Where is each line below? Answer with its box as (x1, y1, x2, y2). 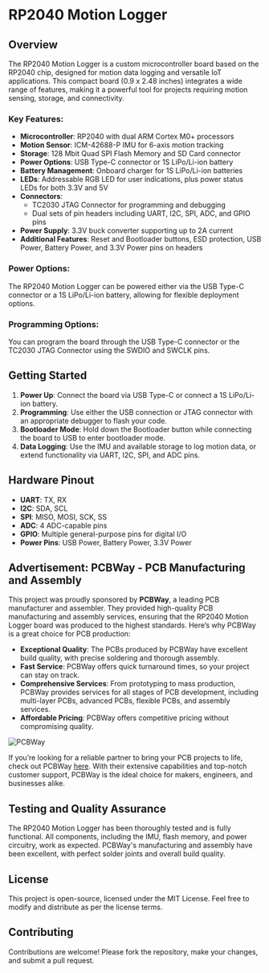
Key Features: (8, 113, 64, 124)
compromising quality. (19, 722, 94, 731)
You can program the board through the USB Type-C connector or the (8, 337, 240, 346)
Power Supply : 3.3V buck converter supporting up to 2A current (19, 226, 234, 235)
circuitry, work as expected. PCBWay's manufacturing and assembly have (8, 840, 253, 851)
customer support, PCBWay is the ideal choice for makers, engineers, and (8, 770, 253, 780)
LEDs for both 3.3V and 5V (19, 183, 108, 193)
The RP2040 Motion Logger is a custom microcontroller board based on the (8, 59, 259, 68)
